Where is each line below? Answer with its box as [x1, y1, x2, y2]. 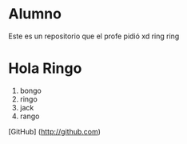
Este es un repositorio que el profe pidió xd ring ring [8, 31, 180, 41]
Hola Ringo [8, 59, 82, 78]
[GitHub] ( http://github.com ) [8, 126, 101, 136]
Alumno [8, 5, 62, 23]
